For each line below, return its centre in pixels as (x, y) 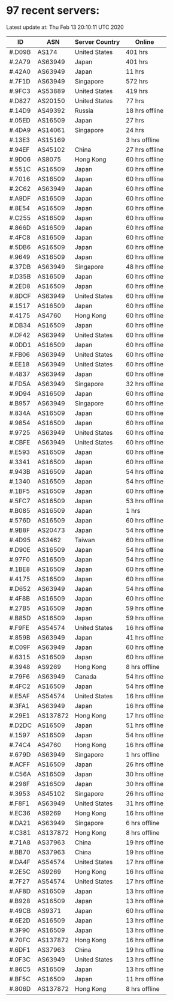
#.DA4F (20, 862)
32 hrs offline (145, 384)
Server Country (97, 41)
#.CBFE (20, 442)
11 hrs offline (145, 979)
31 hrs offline (145, 803)
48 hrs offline (145, 267)
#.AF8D (20, 891)
